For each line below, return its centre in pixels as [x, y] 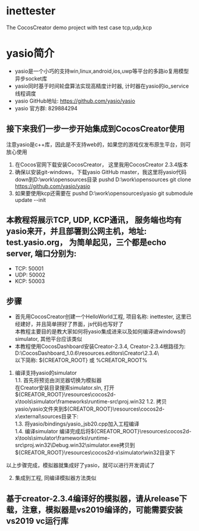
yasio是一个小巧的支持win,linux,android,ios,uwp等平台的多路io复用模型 [102, 71]
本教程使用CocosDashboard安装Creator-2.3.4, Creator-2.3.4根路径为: [100, 346]
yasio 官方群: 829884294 [46, 108]
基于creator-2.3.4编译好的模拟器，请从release [93, 499]
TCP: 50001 [29, 268]
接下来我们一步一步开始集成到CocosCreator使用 [95, 129]
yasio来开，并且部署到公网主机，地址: [77, 232]
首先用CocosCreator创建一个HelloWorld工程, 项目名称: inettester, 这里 [100, 316]
